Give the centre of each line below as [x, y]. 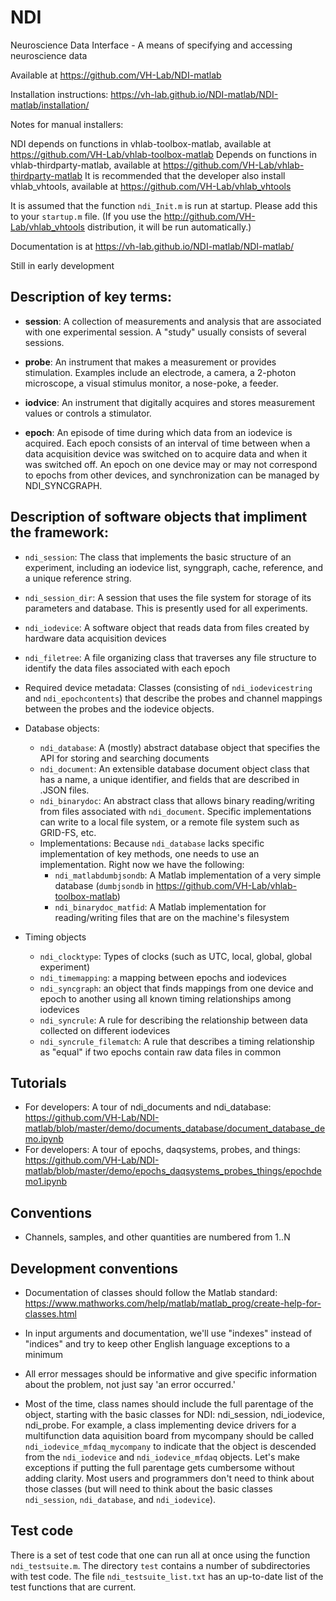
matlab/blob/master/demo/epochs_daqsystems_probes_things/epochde [173, 1171]
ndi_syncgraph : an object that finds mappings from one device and [176, 988]
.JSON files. [64, 790]
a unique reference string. [78, 578]
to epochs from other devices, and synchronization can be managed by [172, 475]
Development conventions [94, 1268]
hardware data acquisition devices [95, 638]
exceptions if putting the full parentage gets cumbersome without [159, 1467]
